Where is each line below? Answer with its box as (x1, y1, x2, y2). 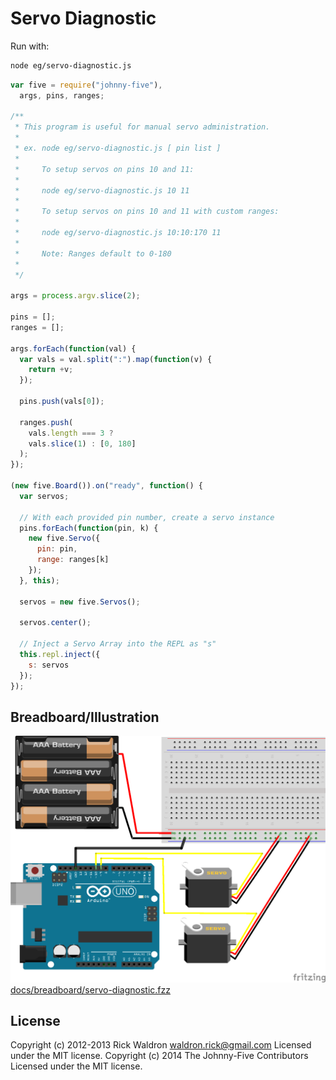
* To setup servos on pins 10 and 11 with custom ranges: (14, 207, 280, 217)
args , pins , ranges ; (19, 90, 105, 101)
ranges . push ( (19, 417, 74, 427)
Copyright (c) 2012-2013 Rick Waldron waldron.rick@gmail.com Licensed (10, 1039, 312, 1051)
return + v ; (28, 365, 74, 375)
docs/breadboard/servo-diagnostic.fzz (10, 983, 171, 996)
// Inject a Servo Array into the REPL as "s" (19, 639, 217, 649)
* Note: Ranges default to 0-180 (14, 248, 172, 259)
